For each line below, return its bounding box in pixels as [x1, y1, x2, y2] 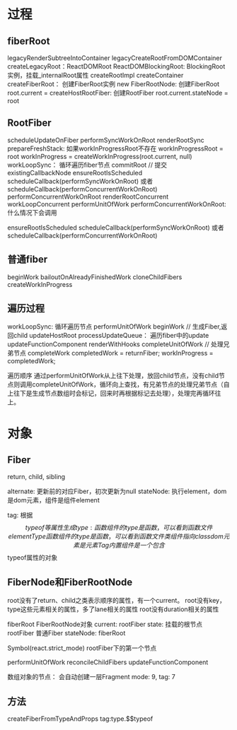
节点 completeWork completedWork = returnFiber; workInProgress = [13, 349, 214, 358]
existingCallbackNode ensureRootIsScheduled [7, 168, 143, 177]
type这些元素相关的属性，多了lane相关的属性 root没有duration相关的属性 [7, 605, 219, 613]
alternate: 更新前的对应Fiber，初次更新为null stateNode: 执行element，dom [7, 487, 227, 495]
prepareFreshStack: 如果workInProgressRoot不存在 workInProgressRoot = [7, 144, 224, 153]
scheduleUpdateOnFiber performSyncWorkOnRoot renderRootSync [7, 136, 205, 144]
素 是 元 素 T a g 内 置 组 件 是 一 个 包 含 [73, 541, 165, 550]
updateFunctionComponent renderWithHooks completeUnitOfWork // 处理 [7, 340, 224, 348]
